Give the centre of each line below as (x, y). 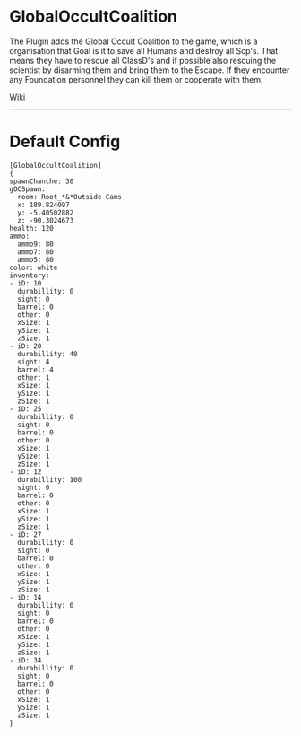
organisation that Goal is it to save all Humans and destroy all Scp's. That (144, 50)
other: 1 (34, 377)
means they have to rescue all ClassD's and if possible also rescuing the (142, 60)
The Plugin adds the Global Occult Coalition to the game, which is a (133, 41)
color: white (34, 267)
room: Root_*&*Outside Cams (70, 197)
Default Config (65, 142)
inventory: (30, 276)
